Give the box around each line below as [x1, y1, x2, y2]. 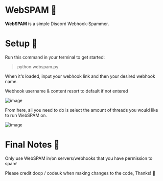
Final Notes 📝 [5, 139, 60, 151]
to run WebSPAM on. [5, 112, 47, 118]
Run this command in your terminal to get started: [5, 54, 105, 60]
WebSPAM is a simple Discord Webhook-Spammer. [5, 21, 109, 27]
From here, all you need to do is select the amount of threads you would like [5, 107, 158, 113]
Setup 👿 [5, 38, 38, 49]
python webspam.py [17, 63, 59, 69]
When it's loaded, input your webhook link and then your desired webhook [5, 73, 156, 79]
